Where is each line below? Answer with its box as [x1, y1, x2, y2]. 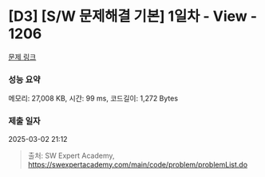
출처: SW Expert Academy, [27, 151, 115, 160]
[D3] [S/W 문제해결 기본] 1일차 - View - [8, 7, 258, 26]
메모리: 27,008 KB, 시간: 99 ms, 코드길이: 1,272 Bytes [8, 93, 178, 104]
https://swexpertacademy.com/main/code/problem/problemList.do [27, 159, 248, 169]
